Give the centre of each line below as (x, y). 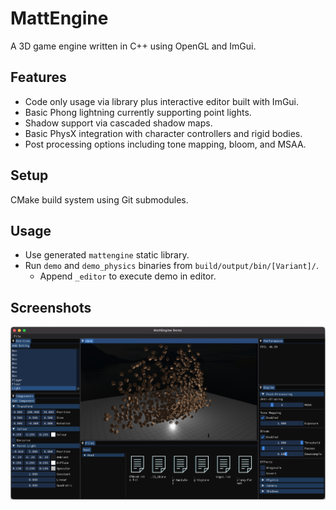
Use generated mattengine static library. (107, 255)
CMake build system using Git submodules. (99, 199)
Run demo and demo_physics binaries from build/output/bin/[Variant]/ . (171, 266)
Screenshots (51, 307)
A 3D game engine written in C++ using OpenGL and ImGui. (133, 46)
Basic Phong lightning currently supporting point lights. (138, 112)
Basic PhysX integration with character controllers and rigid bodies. (163, 133)
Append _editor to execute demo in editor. (128, 276)
